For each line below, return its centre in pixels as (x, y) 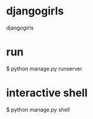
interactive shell (47, 93)
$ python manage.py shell (38, 109)
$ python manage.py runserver (44, 69)
